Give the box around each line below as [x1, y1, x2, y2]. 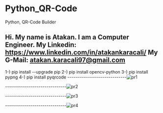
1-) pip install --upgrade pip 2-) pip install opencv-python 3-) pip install [5, 69, 148, 75]
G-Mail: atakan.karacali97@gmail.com [5, 56, 126, 64]
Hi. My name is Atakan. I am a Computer [5, 33, 130, 41]
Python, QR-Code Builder [5, 19, 56, 25]
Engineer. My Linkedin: [5, 41, 77, 49]
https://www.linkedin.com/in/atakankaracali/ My [5, 48, 158, 56]
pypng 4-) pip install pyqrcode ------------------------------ [5, 74, 127, 80]
